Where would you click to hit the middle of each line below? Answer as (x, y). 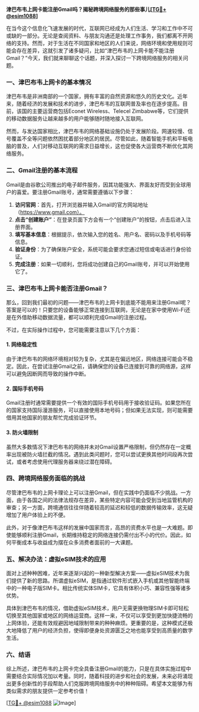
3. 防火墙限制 (22, 432)
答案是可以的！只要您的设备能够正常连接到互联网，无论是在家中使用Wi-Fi (96, 310)
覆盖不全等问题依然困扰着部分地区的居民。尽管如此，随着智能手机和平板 (99, 138)
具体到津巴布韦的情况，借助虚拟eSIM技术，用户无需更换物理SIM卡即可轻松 (97, 608)
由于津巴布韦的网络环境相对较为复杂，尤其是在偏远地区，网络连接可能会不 (97, 359)
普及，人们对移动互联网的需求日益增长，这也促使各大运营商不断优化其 (102, 146)
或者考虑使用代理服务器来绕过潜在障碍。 (66, 461)
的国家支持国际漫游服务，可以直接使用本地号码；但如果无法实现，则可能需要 (99, 410)
